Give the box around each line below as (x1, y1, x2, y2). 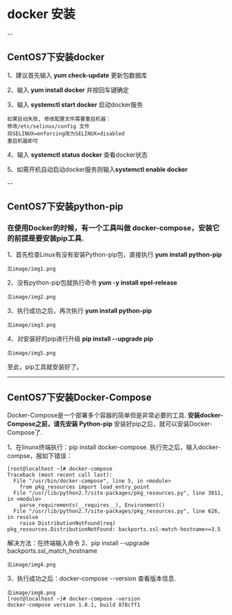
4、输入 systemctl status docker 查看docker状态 (7, 150, 148, 159)
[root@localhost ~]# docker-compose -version (7, 596, 140, 603)
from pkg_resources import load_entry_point (19, 484, 150, 491)
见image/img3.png (7, 322, 57, 329)
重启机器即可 (7, 138, 39, 144)
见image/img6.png (7, 589, 57, 596)
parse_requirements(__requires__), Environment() (19, 502, 166, 509)
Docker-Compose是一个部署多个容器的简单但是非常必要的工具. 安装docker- (7, 411, 224, 419)
